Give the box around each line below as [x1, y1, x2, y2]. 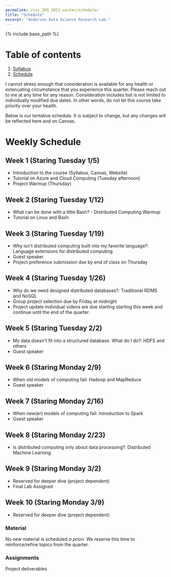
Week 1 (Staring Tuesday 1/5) [5, 156, 100, 165]
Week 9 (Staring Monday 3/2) [5, 464, 101, 473]
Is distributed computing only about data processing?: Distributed [12, 444, 151, 450]
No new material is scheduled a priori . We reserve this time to [5, 536, 135, 542]
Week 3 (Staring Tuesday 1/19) [5, 229, 105, 238]
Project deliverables [5, 566, 47, 572]
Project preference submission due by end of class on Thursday [12, 259, 148, 265]
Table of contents [5, 49, 82, 60]
